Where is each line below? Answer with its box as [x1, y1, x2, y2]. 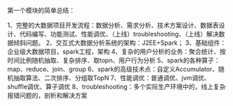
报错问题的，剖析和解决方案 [7, 91, 88, 100]
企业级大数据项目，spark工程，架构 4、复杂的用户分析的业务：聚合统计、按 [7, 48, 227, 55]
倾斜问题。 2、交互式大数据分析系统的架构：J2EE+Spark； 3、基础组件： [13, 39, 227, 47]
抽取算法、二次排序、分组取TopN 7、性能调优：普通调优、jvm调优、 [13, 74, 211, 82]
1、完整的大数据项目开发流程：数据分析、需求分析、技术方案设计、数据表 [7, 21, 219, 29]
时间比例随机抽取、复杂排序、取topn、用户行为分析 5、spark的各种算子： [7, 56, 221, 65]
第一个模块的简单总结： [7, 6, 75, 14]
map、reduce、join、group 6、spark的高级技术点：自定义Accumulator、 [7, 65, 219, 73]
